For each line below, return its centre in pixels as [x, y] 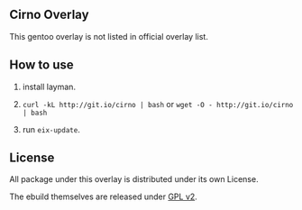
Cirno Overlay [49, 15]
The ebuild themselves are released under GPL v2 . [104, 196]
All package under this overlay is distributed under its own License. [134, 179]
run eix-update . [51, 129]
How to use [41, 65]
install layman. [49, 87]
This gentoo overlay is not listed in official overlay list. [109, 36]
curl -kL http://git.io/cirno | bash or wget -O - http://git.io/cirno [158, 104]
